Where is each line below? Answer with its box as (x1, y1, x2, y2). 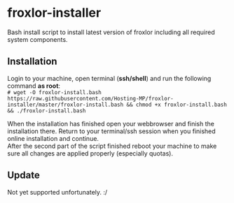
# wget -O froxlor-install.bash (7, 89, 102, 96)
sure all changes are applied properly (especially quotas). (7, 149, 174, 158)
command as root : (7, 82, 61, 90)
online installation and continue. (7, 134, 99, 142)
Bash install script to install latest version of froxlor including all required (7, 28, 215, 36)
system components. (7, 35, 68, 43)
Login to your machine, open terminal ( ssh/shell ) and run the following (7, 74, 212, 82)
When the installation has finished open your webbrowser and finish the (7, 119, 215, 128)
